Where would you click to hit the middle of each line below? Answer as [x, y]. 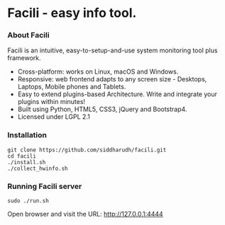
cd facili [22, 156]
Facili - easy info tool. [72, 13]
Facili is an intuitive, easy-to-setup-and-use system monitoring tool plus [112, 50]
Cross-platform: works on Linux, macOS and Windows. [98, 71]
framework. [24, 58]
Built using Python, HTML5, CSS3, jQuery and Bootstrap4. [102, 109]
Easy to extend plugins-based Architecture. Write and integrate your [117, 94]
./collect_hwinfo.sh [38, 168]
